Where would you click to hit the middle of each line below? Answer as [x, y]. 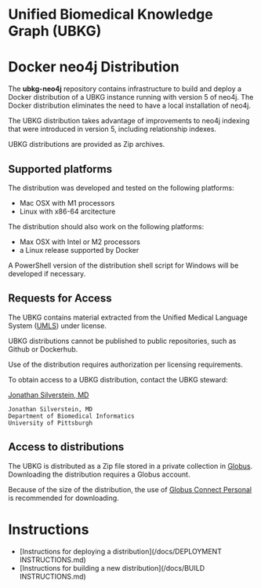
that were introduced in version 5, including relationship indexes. [112, 129]
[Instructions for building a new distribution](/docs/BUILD [112, 568]
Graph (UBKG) [55, 31]
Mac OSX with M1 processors [67, 203]
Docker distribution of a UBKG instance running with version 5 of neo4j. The [131, 97]
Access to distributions [66, 447]
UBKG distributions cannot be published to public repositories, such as [122, 341]
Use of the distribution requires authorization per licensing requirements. [125, 364]
